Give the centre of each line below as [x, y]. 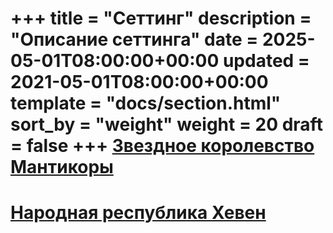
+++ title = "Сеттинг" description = [161, 18]
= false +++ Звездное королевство [162, 146]
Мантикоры [62, 167]
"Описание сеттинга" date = [134, 39]
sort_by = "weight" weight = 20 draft [166, 124]
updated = [266, 61]
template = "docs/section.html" [146, 103]
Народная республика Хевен [138, 213]
